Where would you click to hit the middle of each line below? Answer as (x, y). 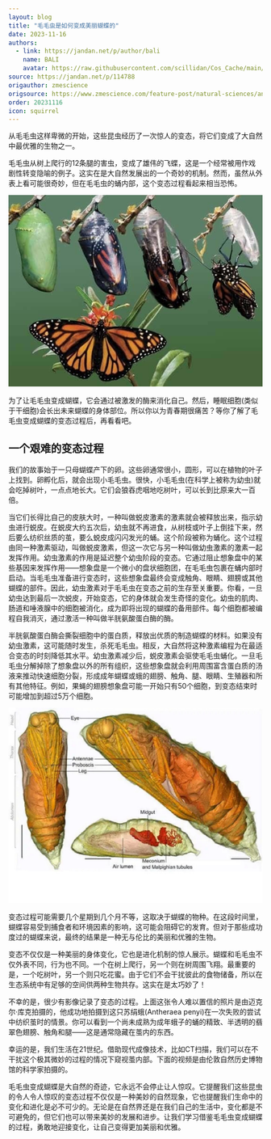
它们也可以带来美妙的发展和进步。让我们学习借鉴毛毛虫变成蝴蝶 (156, 1116)
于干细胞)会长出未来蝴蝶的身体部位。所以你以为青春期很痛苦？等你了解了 (130, 410)
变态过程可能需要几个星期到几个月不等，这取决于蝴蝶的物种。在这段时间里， (135, 917)
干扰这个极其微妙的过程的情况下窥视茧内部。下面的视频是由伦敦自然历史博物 (135, 1059)
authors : (23, 43)
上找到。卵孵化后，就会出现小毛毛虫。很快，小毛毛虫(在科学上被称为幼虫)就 (135, 479)
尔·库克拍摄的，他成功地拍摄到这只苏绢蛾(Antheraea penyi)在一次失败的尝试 (135, 1011)
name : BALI (41, 60)
